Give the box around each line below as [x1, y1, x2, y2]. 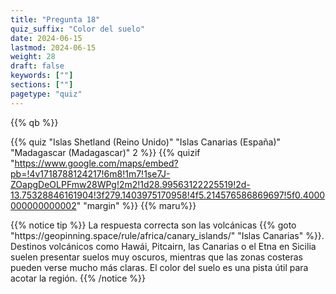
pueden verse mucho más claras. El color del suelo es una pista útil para [10, 261, 309, 273]
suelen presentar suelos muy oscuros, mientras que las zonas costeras [10, 251, 303, 263]
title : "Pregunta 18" [10, 14, 101, 25]
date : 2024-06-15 [10, 33, 83, 43]
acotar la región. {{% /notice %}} [10, 272, 147, 284]
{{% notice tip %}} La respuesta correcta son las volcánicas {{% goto [10, 219, 297, 231]
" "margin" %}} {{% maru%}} [76, 199, 197, 211]
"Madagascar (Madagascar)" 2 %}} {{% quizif [10, 146, 201, 158]
